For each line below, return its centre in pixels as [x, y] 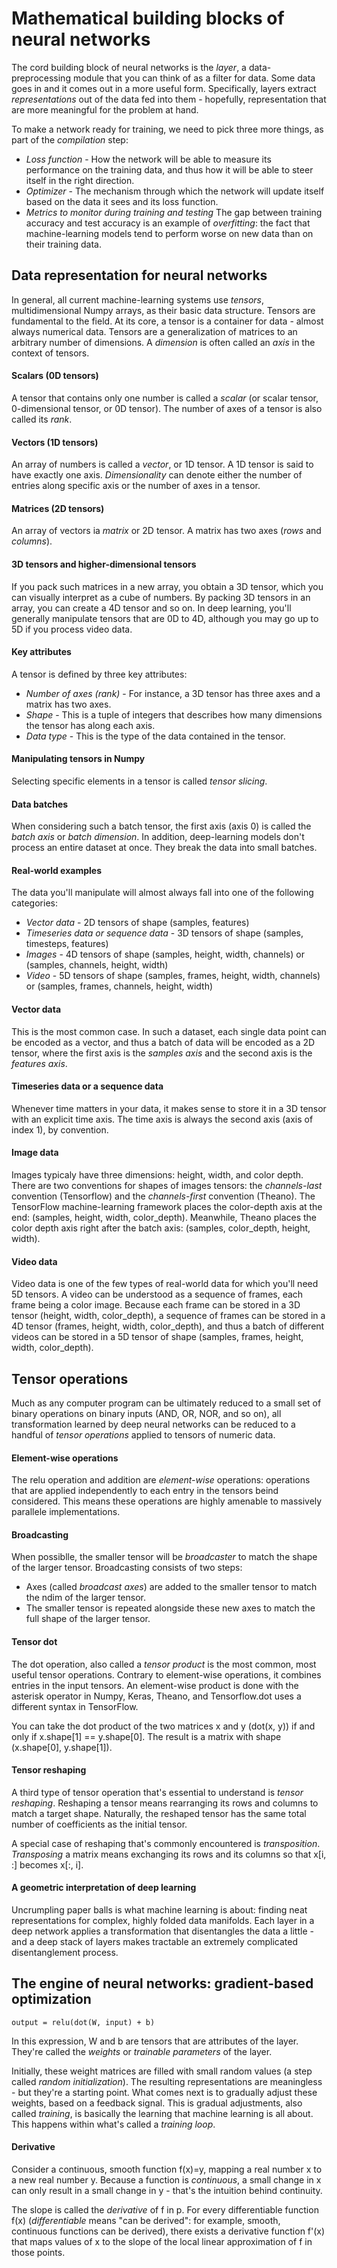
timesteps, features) [67, 944]
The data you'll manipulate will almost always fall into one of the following [162, 893]
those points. [38, 2253]
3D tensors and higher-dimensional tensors [104, 564]
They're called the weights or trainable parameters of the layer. [142, 2051]
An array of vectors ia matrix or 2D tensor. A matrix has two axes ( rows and [166, 531]
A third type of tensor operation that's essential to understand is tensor [157, 1792]
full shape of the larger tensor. [88, 1619]
